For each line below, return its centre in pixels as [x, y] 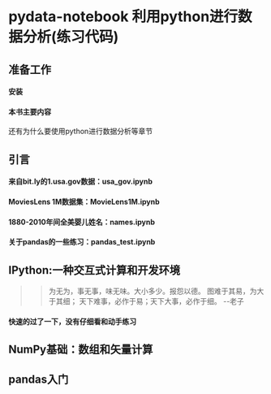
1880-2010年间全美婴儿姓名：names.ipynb [82, 222]
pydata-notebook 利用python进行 [123, 17]
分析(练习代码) [71, 37]
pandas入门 [39, 380]
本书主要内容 [30, 111]
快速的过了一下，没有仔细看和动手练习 [72, 321]
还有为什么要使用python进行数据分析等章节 [80, 132]
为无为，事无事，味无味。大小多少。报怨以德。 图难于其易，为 [153, 291]
